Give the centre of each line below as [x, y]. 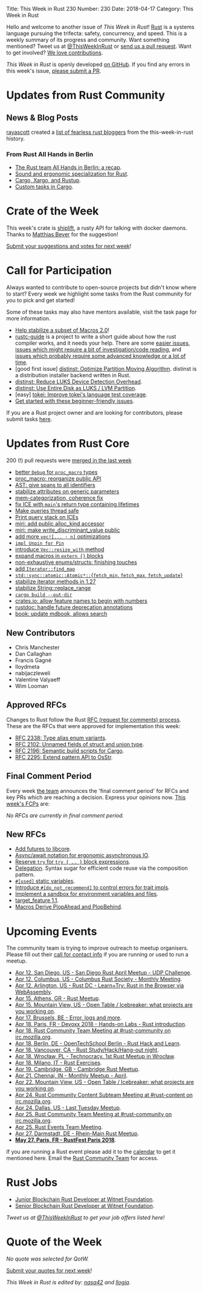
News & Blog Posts [42, 118]
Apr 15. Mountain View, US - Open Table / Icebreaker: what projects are [104, 1005]
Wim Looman [31, 686]
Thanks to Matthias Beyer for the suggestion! [63, 234]
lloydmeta [27, 666]
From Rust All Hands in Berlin [50, 154]
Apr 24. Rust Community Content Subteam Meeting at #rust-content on [104, 1095]
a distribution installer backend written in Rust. [73, 376]
